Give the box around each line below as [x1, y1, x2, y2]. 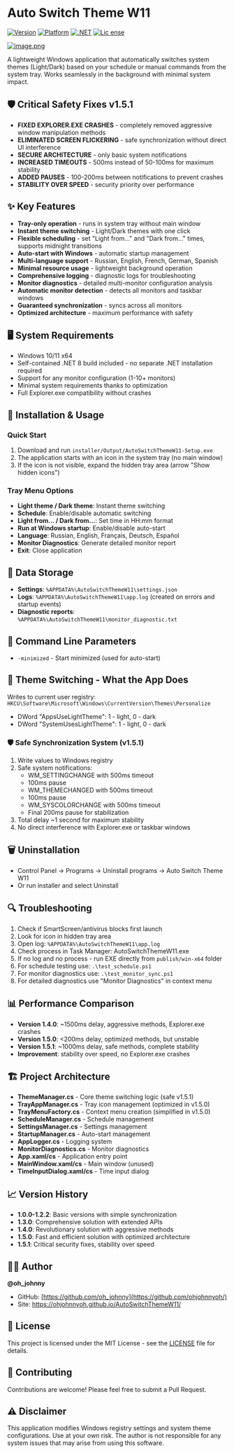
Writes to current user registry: [7, 692, 96, 701]
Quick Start [7, 430, 47, 440]
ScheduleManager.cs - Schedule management [17, 1115, 154, 1124]
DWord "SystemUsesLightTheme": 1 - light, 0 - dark [17, 720, 166, 728]
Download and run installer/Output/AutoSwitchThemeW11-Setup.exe [17, 446, 213, 454]
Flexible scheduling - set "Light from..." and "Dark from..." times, [17, 234, 205, 242]
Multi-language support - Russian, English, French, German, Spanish [17, 256, 219, 265]
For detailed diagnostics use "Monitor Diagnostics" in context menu [17, 977, 212, 985]
